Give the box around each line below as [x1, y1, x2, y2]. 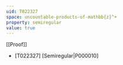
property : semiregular [6, 19, 62, 25]
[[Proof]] [6, 41, 28, 48]
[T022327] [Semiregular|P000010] [14, 52, 99, 59]
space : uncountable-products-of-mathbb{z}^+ [6, 14, 117, 20]
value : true [6, 25, 35, 31]
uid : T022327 [6, 8, 38, 15]
